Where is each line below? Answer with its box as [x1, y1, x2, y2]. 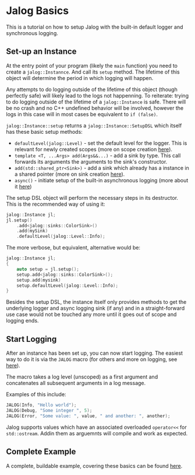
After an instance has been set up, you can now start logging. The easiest [6, 349, 183, 357]
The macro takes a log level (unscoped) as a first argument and [6, 373, 158, 380]
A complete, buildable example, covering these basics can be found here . [6, 462, 183, 469]
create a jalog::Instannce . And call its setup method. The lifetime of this [6, 68, 180, 75]
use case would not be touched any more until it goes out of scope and [6, 311, 177, 318]
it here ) [14, 183, 32, 190]
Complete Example [6, 447, 76, 457]
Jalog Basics [6, 4, 69, 18]
